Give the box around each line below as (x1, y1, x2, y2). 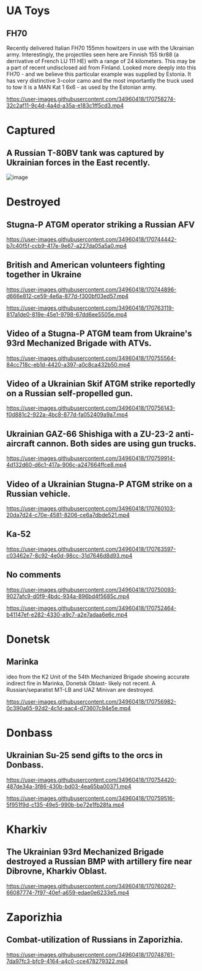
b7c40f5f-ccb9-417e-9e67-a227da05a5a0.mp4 (6, 242, 127, 249)
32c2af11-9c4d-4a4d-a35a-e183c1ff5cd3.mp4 (6, 102, 124, 109)
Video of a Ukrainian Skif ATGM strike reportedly (6, 378, 196, 390)
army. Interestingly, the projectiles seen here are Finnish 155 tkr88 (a (6, 51, 179, 58)
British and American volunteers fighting (6, 260, 165, 271)
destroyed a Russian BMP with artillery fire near (6, 856, 192, 867)
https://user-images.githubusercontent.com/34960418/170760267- (6, 882, 176, 889)
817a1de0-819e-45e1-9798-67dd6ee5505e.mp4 (6, 310, 127, 318)
